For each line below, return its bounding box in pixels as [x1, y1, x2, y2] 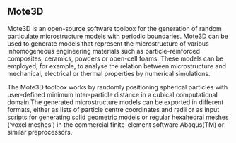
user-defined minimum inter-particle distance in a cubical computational [7, 90, 218, 99]
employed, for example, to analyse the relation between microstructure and [7, 61, 227, 70]
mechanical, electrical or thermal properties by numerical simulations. [7, 69, 211, 77]
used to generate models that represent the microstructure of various [7, 39, 210, 48]
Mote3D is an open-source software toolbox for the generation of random [7, 24, 223, 32]
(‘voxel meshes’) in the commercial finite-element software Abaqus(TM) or [7, 120, 225, 129]
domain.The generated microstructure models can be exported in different [7, 98, 224, 106]
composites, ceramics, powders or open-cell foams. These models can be [7, 54, 224, 63]
